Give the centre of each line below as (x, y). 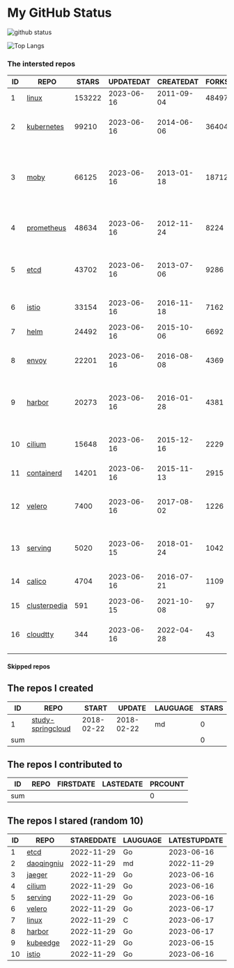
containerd (45, 473)
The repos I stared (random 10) (76, 820)
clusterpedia (47, 606)
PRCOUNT (167, 784)
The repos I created (50, 688)
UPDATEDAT (130, 82)
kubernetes (46, 127)
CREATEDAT (178, 82)
